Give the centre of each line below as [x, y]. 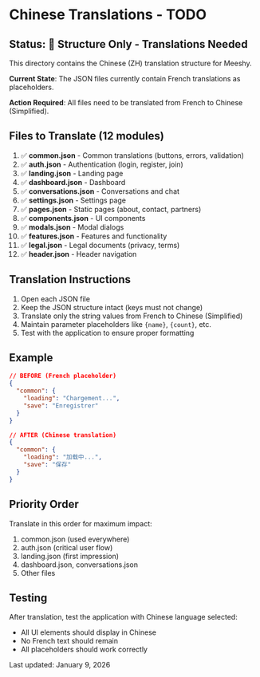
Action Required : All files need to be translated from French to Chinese [126, 102]
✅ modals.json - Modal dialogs [72, 227]
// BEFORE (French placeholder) [63, 376]
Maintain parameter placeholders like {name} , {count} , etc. [116, 324]
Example [31, 358]
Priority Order [44, 504]
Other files [38, 573]
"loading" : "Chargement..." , [72, 399]
